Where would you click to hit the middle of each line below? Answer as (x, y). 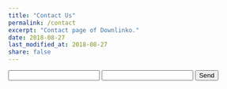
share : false (30, 52)
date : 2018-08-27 (37, 37)
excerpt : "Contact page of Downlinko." (74, 30)
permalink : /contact (42, 23)
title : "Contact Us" (42, 15)
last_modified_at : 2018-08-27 (58, 45)
